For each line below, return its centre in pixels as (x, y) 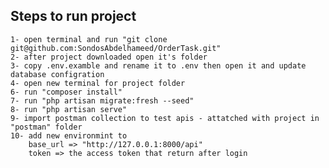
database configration (57, 74)
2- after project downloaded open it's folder (109, 57)
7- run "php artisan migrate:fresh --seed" (102, 100)
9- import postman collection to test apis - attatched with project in (165, 118)
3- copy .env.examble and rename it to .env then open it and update (158, 65)
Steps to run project (73, 16)
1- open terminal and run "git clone (89, 39)
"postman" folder (46, 127)
